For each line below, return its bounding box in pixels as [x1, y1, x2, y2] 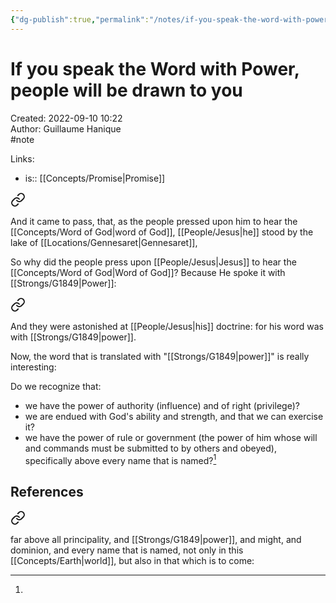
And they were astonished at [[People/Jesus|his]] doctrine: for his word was [10, 320, 324, 332]
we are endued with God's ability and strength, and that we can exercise [24, 410, 324, 422]
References [10, 483, 84, 500]
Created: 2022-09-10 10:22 [10, 112, 123, 124]
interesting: [10, 361, 57, 373]
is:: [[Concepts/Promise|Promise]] [24, 172, 166, 184]
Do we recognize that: [10, 380, 102, 392]
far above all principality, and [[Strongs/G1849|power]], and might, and [10, 534, 302, 546]
